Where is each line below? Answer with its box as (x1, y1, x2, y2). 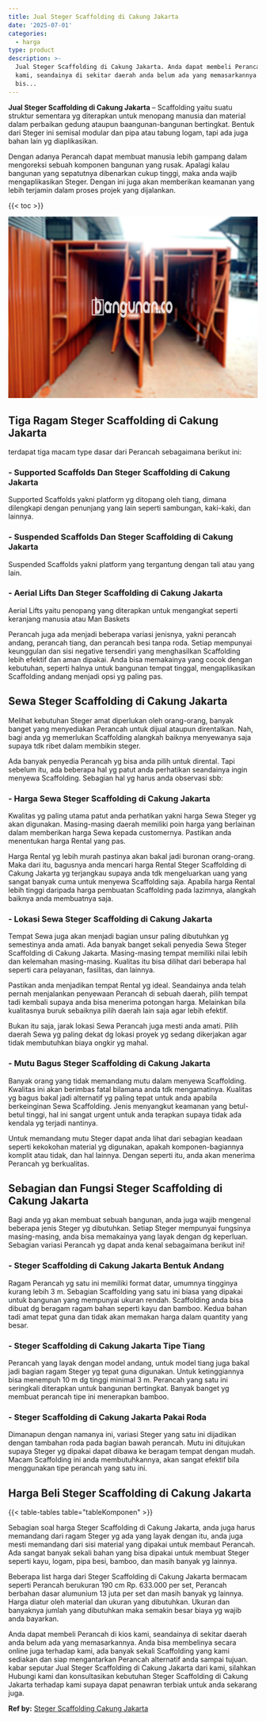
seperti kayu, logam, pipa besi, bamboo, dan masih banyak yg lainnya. (8, 1557, 237, 1566)
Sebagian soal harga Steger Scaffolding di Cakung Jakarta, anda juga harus (8, 1523, 256, 1532)
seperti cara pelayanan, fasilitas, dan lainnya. (8, 965, 156, 975)
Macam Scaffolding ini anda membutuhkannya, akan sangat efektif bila (8, 1455, 240, 1465)
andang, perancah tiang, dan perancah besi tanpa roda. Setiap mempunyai (8, 638, 253, 647)
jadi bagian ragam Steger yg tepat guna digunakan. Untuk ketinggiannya (8, 1366, 244, 1376)
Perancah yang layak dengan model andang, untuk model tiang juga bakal (8, 1358, 250, 1367)
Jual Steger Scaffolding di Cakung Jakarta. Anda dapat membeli (15, 63, 232, 71)
